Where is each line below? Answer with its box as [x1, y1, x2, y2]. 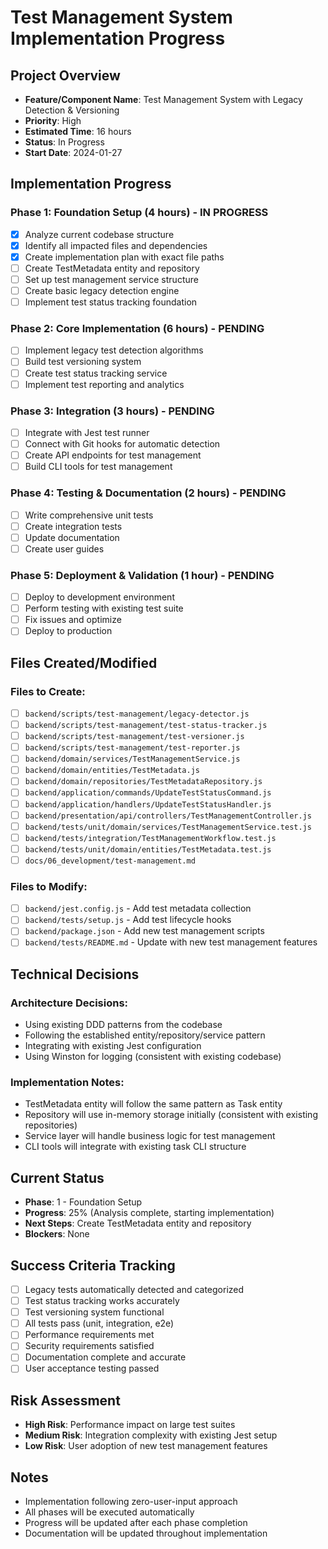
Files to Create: [10, 684, 86, 698]
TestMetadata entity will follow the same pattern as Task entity [24, 1098, 283, 1110]
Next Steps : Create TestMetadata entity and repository [24, 1217, 252, 1230]
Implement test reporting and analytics [24, 378, 185, 390]
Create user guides [24, 542, 105, 555]
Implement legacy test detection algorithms [24, 344, 204, 356]
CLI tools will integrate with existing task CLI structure [24, 1141, 247, 1153]
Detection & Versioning [24, 104, 120, 116]
